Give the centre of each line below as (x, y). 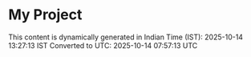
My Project (45, 15)
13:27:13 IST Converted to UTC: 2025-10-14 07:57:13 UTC (103, 45)
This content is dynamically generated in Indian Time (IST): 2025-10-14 (125, 37)
